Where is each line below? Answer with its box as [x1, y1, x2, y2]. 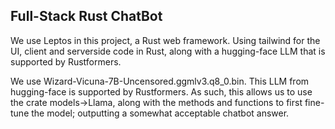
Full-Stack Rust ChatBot [10, 8, 163, 25]
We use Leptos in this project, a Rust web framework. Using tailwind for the [10, 34, 321, 46]
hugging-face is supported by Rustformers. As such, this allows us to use [10, 85, 313, 98]
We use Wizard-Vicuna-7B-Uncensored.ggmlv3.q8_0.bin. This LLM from [10, 75, 310, 87]
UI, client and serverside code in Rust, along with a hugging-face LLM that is [10, 45, 326, 57]
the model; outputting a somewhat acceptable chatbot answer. [31, 107, 290, 119]
